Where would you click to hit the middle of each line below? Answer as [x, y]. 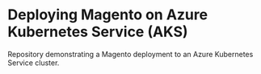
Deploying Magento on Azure [107, 15]
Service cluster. [34, 63]
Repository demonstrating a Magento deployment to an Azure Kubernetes [130, 54]
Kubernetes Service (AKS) [98, 32]
